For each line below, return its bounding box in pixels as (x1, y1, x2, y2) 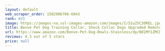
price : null (5, 39, 29, 44)
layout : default (5, 7, 38, 12)
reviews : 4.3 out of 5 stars (5, 34, 65, 39)
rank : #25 (5, 16, 26, 21)
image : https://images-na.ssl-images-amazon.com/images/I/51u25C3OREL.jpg (5, 20, 162, 26)
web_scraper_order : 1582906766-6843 (5, 12, 80, 17)
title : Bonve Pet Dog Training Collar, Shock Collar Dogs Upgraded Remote (5, 25, 162, 30)
